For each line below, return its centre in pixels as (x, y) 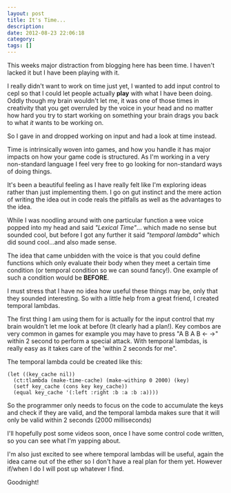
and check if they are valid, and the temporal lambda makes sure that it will (113, 413)
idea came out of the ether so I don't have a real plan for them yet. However (115, 461)
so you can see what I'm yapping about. (64, 441)
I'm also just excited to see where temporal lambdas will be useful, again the (115, 454)
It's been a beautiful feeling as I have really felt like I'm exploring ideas (107, 185)
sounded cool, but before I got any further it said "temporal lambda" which (113, 235)
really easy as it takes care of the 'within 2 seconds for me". (92, 348)
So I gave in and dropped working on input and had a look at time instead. (112, 136)
